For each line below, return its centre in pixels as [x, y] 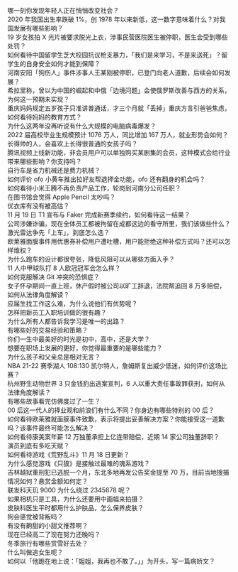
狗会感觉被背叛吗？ [35, 517]
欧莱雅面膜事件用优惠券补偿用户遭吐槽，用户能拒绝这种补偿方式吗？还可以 [116, 241]
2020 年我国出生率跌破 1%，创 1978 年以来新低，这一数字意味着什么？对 [113, 19]
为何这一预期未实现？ [38, 99]
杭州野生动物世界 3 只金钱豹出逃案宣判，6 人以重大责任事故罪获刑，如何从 [116, 383]
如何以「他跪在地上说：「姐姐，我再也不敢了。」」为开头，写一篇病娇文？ [111, 561]
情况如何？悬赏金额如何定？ [48, 481]
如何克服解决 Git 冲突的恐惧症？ [54, 277]
